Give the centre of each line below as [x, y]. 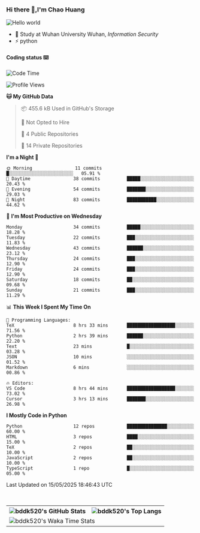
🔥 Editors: [20, 383]
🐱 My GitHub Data [30, 96]
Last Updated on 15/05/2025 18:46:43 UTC [59, 484]
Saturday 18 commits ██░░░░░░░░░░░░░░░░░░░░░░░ [100, 279]
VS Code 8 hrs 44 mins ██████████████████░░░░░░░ [100, 388]
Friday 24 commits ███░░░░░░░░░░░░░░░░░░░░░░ [100, 269]
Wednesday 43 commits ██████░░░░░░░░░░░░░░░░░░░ [100, 248]
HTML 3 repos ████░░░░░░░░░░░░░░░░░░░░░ [100, 437]
